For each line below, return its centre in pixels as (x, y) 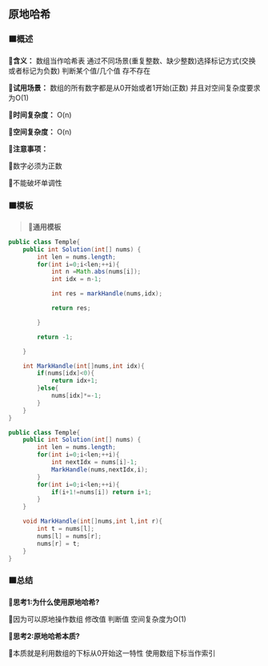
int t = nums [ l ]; (66, 529)
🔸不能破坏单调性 (35, 183)
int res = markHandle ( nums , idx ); (106, 294)
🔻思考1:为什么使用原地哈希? (54, 602)
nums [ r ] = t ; (59, 544)
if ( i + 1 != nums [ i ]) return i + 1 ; (101, 492)
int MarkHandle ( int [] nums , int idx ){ (84, 366)
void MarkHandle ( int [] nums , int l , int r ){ (92, 522)
